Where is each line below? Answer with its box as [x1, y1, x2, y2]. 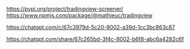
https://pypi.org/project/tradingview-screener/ [6, 6, 124, 12]
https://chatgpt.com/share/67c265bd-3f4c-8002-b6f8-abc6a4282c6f [6, 36, 184, 42]
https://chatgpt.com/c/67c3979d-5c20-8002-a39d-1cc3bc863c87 [6, 24, 176, 31]
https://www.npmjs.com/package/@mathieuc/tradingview [6, 12, 153, 19]
